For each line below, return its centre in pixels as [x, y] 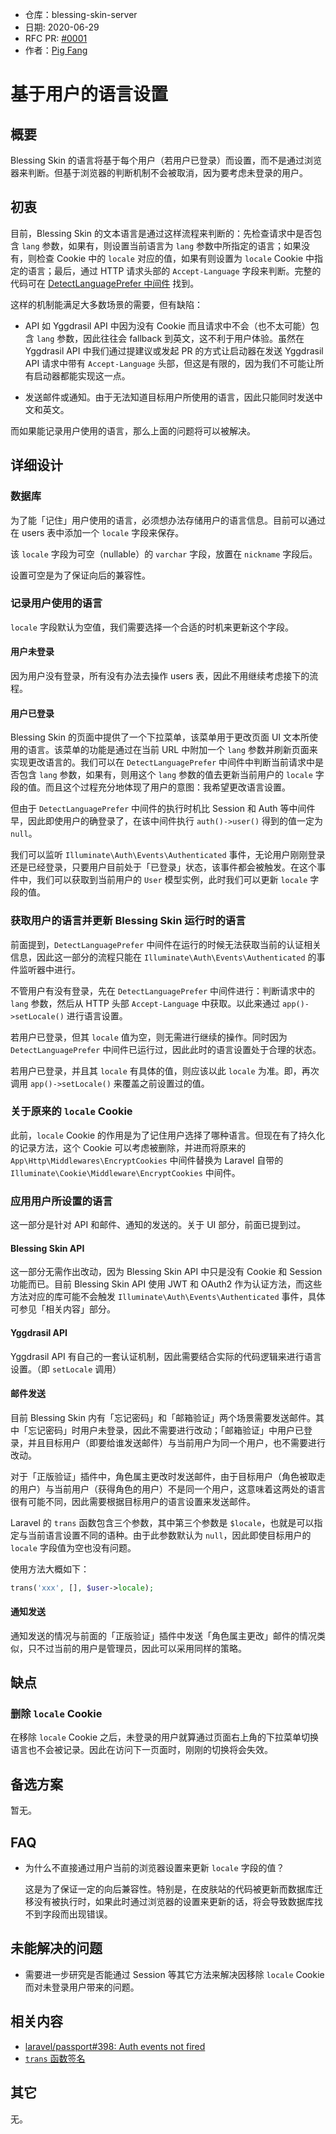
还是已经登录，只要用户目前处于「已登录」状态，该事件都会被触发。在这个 [163, 867]
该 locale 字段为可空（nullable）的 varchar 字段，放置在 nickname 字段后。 [164, 554]
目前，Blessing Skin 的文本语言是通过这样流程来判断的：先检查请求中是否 [161, 233]
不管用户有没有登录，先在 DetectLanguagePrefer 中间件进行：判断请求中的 [163, 990]
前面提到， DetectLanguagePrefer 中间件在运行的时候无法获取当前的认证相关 [166, 944]
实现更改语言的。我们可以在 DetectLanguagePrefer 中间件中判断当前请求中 [163, 762]
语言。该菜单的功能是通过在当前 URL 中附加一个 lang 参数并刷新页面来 [172, 750]
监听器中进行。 [49, 969]
